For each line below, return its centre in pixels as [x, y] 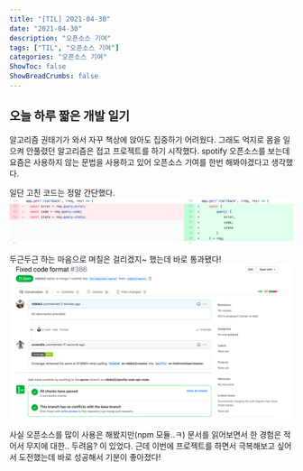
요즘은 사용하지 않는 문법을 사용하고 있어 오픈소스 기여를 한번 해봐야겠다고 [139, 162]
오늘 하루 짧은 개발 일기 [70, 116]
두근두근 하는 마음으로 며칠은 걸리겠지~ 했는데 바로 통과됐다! [115, 259]
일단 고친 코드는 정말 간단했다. [62, 192]
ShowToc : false [38, 67]
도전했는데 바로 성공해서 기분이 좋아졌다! [90, 457]
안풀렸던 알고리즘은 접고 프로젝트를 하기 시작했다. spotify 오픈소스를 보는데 [158, 151]
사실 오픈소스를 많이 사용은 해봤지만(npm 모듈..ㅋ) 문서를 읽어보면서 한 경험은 [146, 434]
